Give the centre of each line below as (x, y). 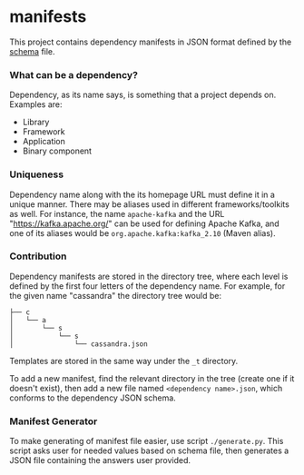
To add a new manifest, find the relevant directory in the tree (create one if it (152, 378)
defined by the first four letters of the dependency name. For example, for (147, 286)
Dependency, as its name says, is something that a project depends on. (143, 95)
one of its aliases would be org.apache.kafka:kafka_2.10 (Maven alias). (142, 233)
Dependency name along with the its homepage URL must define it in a (142, 194)
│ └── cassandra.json (78, 344)
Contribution (38, 256)
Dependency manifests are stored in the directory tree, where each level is (149, 276)
